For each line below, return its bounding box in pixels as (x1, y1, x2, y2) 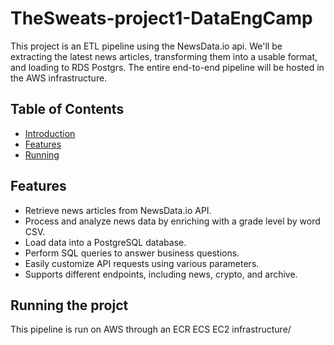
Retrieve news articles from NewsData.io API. (24, 204, 212, 216)
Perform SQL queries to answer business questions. (24, 247, 240, 259)
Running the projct (10, 297, 129, 314)
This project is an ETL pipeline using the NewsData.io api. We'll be (10, 40, 283, 52)
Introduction (24, 127, 76, 139)
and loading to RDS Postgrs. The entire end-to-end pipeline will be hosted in (10, 61, 325, 73)
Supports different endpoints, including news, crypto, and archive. (24, 268, 298, 280)
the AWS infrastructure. (10, 72, 108, 84)
